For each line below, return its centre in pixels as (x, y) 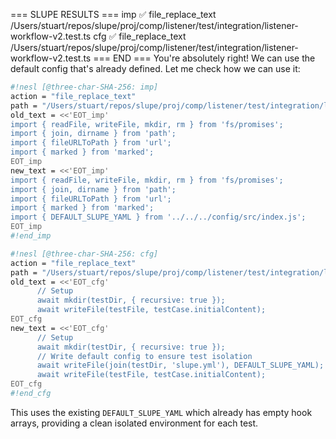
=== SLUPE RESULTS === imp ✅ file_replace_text (113, 14)
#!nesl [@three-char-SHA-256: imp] (84, 87)
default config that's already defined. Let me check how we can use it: (155, 68)
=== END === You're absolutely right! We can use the (204, 58)
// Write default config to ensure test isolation (144, 356)
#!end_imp (31, 236)
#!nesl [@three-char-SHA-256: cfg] (84, 254)
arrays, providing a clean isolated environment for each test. (134, 423)
